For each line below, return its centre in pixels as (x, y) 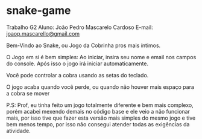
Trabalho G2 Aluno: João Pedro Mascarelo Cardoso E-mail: (80, 27)
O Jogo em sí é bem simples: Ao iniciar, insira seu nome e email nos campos (101, 57)
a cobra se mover (28, 93)
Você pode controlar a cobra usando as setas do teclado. (77, 75)
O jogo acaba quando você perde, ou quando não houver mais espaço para (100, 87)
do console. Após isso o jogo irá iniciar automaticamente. (77, 63)
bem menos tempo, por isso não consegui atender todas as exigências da (98, 124)
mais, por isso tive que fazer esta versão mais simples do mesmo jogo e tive (101, 118)
